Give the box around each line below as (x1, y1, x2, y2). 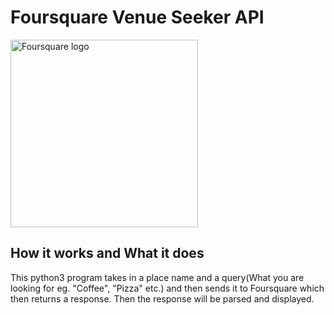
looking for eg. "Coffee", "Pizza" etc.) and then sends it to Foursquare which (10, 282, 325, 294)
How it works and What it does (10, 245, 205, 262)
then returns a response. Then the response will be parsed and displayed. (10, 292, 315, 305)
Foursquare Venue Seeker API (10, 6, 265, 29)
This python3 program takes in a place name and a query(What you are (10, 271, 305, 283)
